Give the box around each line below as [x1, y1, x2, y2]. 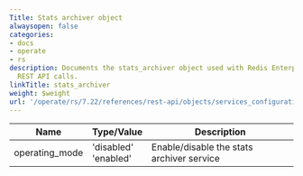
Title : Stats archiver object [9, 13, 124, 23]
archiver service [151, 153, 220, 165]
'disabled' [91, 141, 133, 153]
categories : [9, 30, 54, 39]
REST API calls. [17, 72, 78, 81]
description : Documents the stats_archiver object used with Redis [9, 64, 269, 73]
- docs [9, 38, 34, 48]
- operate [9, 47, 47, 56]
